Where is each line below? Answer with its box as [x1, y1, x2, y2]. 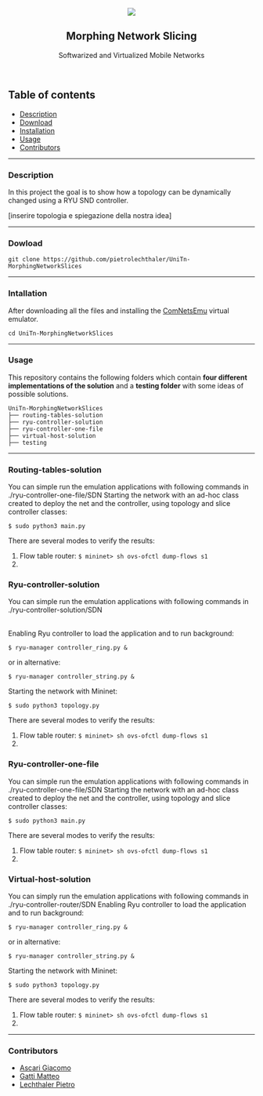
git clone [8, 256, 41, 264]
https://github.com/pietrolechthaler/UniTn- [42, 256, 191, 264]
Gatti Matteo [19, 1072, 60, 1081]
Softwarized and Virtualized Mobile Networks [58, 50, 205, 60]
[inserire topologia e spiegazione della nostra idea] [8, 210, 172, 220]
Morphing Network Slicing [66, 30, 197, 43]
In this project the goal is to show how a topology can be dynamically [8, 187, 232, 196]
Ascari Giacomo [19, 1063, 72, 1072]
